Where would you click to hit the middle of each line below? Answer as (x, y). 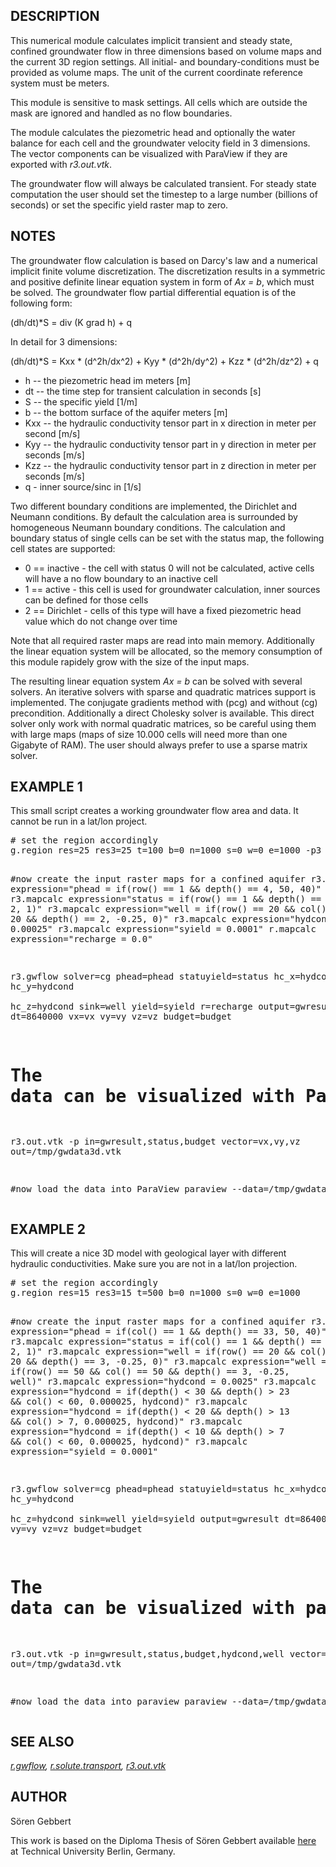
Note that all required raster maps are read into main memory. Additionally (162, 640)
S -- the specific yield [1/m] (81, 401)
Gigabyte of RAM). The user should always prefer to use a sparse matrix (159, 745)
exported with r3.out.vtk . (61, 164)
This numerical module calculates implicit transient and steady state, (151, 40)
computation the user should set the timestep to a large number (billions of (164, 194)
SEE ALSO (42, 1741)
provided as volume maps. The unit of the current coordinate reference (156, 72)
